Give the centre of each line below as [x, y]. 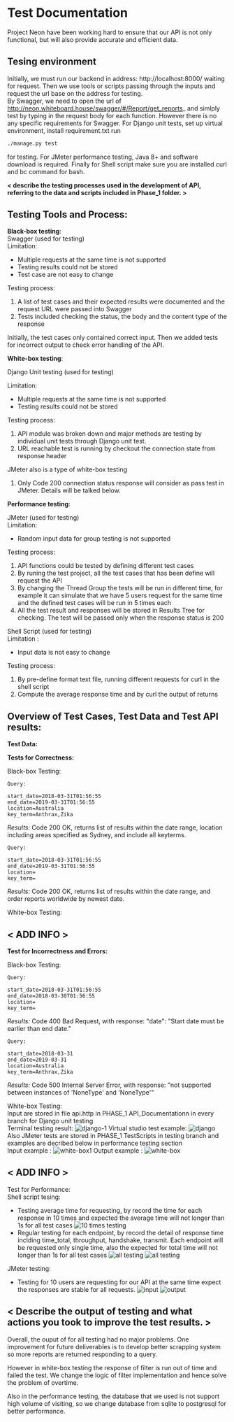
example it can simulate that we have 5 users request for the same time [120, 595]
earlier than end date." [39, 1029]
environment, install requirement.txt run [64, 130]
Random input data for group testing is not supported [94, 539]
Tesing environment [52, 62]
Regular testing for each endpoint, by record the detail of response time [120, 1232]
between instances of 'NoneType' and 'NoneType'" [81, 1093]
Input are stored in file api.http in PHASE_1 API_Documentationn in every [111, 1114]
